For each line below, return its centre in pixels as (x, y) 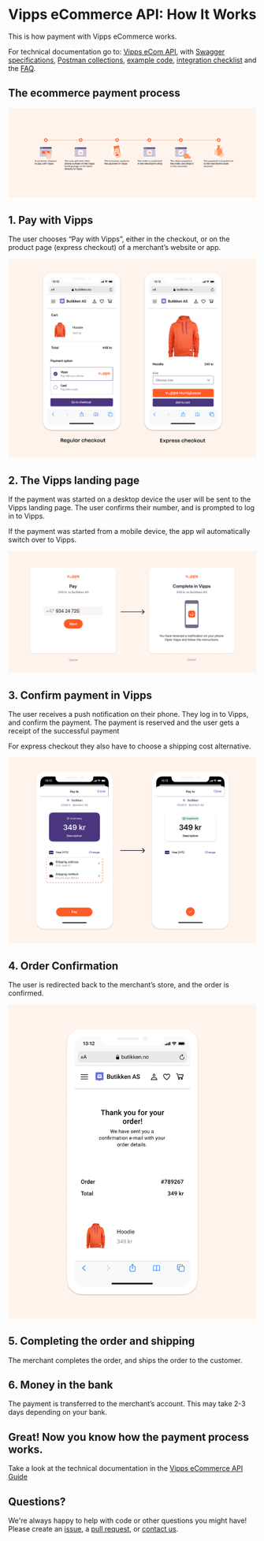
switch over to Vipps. (43, 539)
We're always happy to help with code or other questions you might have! (128, 1520)
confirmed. (26, 993)
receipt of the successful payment (64, 731)
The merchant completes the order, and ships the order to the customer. (125, 1360)
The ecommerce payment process (94, 93)
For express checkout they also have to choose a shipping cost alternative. (130, 746)
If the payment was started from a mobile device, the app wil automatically (129, 531)
